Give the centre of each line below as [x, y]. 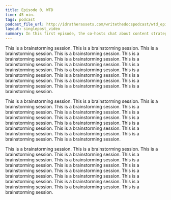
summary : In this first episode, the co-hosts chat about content [77, 34]
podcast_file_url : [25, 24]
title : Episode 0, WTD [29, 10]
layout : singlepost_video [33, 29]
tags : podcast [20, 19]
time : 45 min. [20, 15]
